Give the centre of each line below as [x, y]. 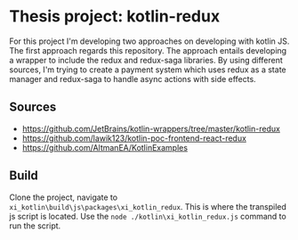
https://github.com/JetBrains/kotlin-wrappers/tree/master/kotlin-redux [151, 128]
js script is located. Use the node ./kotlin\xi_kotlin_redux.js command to [148, 216]
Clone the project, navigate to [64, 197]
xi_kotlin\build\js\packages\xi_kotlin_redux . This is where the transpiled [148, 206]
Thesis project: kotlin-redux [115, 17]
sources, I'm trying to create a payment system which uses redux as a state [148, 70]
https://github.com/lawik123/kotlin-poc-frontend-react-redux [134, 138]
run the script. [35, 226]
